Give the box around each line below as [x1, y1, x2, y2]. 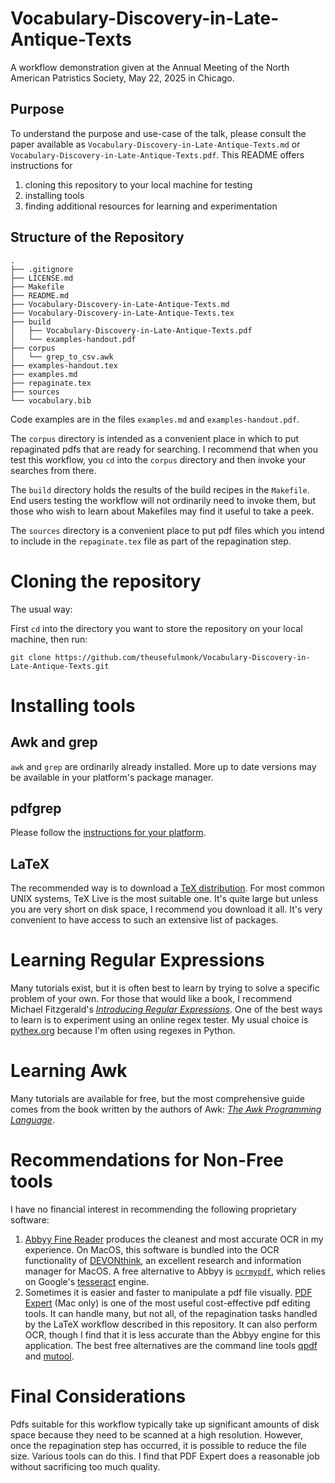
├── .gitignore [10, 264, 74, 274]
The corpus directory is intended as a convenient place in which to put [10, 432, 299, 444]
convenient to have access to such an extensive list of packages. [10, 914, 279, 926]
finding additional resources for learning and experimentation [24, 200, 278, 212]
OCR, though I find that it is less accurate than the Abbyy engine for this [24, 1328, 321, 1341]
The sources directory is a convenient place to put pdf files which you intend [10, 524, 325, 536]
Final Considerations [10, 1385, 187, 1408]
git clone [10, 652, 52, 662]
